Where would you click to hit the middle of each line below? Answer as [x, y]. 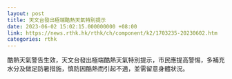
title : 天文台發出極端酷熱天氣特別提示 [57, 20]
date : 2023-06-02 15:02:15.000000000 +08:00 [72, 26]
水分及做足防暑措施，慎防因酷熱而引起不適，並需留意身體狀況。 [98, 69]
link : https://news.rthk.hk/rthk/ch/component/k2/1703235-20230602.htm [112, 33]
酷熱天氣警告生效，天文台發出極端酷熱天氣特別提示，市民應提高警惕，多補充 [116, 60]
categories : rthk [32, 39]
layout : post [26, 14]
